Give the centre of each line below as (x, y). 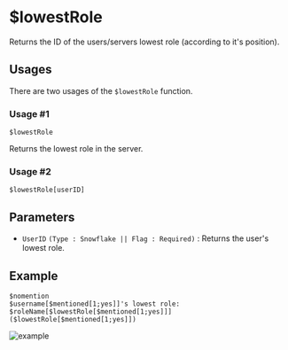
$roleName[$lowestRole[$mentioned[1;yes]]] (91, 311)
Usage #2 (30, 171)
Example (34, 276)
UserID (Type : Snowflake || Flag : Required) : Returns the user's (145, 238)
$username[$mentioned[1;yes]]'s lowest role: (94, 304)
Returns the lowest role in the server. (76, 149)
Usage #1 (30, 113)
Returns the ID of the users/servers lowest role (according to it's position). (144, 42)
